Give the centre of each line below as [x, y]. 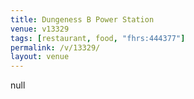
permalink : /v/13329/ [55, 47]
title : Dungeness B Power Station [82, 19]
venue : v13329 [40, 29]
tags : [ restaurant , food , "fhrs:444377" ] [98, 38]
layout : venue [40, 57]
